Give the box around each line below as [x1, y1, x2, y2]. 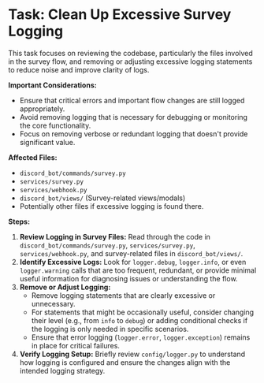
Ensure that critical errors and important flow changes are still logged [19, 95, 245, 105]
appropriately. [19, 104, 65, 113]
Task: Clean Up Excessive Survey [8, 6, 232, 24]
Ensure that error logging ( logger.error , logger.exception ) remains [31, 333, 251, 342]
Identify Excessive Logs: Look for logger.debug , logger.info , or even [19, 257, 247, 266]
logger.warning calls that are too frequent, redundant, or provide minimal [19, 266, 257, 275]
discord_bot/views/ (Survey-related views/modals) [19, 193, 186, 203]
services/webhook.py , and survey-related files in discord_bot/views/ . [19, 248, 244, 258]
